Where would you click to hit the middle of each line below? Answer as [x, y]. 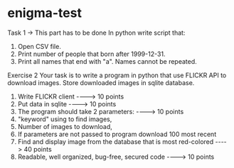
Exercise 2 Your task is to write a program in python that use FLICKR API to [117, 75]
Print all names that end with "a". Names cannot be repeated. [107, 61]
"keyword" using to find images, [65, 119]
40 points [38, 149]
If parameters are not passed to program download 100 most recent [117, 134]
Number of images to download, [65, 126]
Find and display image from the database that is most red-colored [116, 141]
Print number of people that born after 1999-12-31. [91, 54]
